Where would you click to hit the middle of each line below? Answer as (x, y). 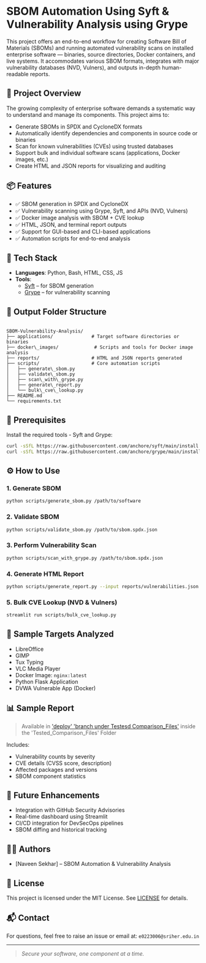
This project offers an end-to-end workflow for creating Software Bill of (97, 41)
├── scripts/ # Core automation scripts (83, 364)
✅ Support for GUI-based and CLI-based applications (83, 231)
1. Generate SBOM (34, 489)
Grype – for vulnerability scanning (67, 293)
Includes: (18, 744)
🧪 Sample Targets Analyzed (60, 634)
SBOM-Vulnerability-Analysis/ (45, 331)
